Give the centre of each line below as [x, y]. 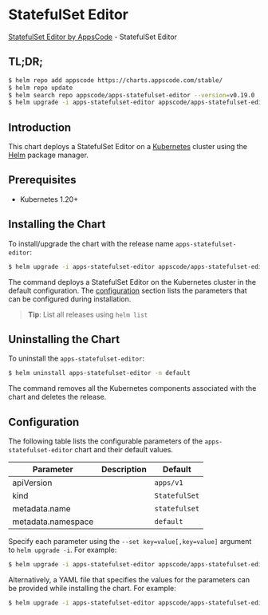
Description [124, 470]
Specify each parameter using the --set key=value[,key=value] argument [130, 542]
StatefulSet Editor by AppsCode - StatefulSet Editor [93, 37]
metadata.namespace [53, 522]
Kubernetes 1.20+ [49, 199]
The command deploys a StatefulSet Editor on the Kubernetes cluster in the [132, 282]
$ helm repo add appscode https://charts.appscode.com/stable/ [116, 80]
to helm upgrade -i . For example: [63, 550]
